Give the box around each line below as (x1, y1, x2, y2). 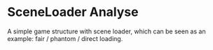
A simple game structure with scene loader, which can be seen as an (7, 27, 206, 35)
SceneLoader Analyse (7, 4, 139, 20)
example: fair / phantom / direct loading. (7, 34, 123, 42)
